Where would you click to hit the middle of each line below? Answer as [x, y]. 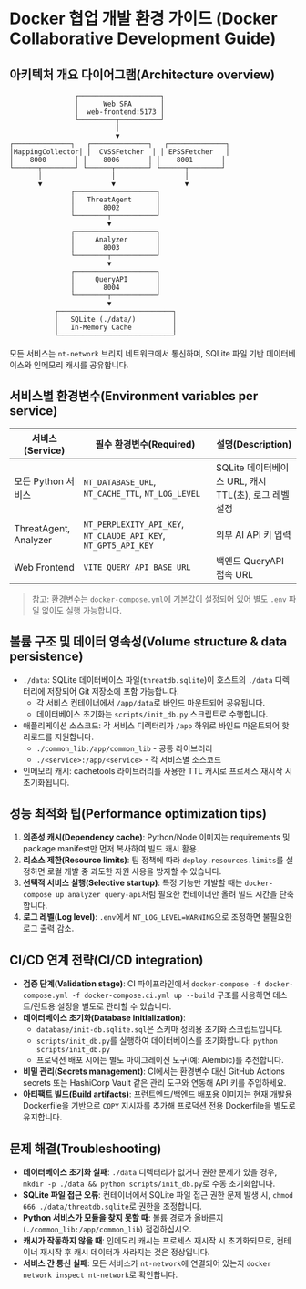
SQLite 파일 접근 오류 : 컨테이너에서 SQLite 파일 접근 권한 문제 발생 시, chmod [158, 1195]
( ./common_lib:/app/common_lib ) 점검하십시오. [107, 1229]
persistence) [46, 657]
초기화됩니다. [46, 782]
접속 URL [234, 574]
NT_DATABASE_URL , [120, 481]
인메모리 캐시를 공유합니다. [81, 365]
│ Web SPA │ [120, 104]
